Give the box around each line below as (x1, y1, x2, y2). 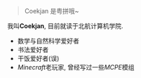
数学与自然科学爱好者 (17, 37, 79, 45)
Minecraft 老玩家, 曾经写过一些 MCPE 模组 (17, 63, 135, 71)
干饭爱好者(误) (17, 54, 60, 63)
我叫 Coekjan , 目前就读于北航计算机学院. (7, 22, 124, 30)
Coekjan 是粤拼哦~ (24, 7, 79, 15)
